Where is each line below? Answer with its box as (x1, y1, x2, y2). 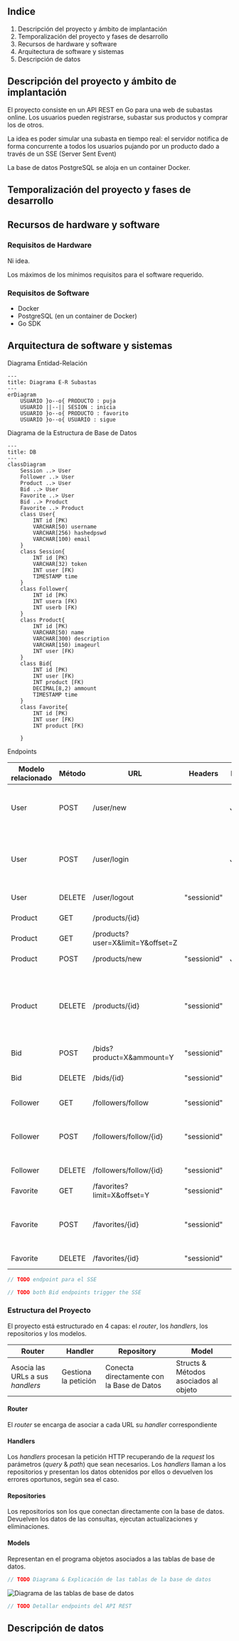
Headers (188, 768, 219, 778)
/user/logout (92, 892, 134, 902)
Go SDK (17, 319, 41, 328)
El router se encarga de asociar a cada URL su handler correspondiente (7, 1421, 218, 1429)
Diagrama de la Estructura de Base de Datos (7, 428, 137, 437)
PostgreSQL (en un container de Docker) (17, 312, 137, 320)
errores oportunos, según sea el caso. (7, 1475, 119, 1484)
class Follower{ (20, 585, 69, 592)
